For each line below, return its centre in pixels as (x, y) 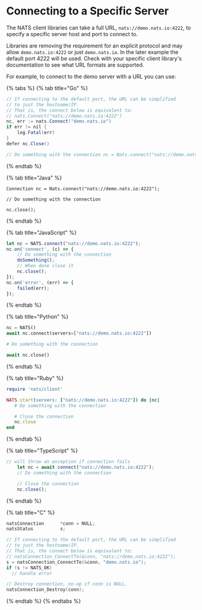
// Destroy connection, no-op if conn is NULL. (67, 584)
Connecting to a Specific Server (88, 11)
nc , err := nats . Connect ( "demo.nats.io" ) (59, 121)
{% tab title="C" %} (31, 512)
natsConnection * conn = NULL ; (51, 524)
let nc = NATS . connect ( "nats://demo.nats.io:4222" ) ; (74, 243)
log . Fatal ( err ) (36, 133)
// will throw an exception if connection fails (68, 462)
